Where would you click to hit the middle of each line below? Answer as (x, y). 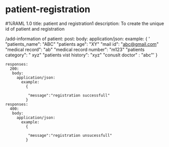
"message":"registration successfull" (69, 95)
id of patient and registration (35, 28)
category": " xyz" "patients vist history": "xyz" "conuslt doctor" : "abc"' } (81, 55)
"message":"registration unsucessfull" (70, 135)
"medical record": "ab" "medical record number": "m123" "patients (75, 49)
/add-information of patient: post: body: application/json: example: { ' (78, 39)
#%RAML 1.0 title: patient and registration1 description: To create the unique (85, 23)
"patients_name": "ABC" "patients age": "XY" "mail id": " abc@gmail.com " (82, 44)
